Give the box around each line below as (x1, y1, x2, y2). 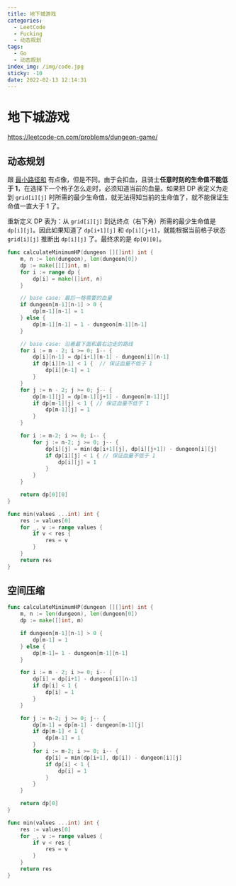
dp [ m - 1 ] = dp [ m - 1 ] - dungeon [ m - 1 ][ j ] (33, 721, 145, 729)
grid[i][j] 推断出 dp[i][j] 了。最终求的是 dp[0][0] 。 (7, 235, 165, 243)
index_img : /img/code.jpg (7, 63, 84, 70)
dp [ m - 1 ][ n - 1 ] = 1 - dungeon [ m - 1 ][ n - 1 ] (33, 320, 147, 328)
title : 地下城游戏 (7, 10, 57, 18)
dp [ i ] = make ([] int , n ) (33, 275, 103, 282)
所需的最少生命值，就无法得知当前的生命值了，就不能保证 (55, 193, 223, 202)
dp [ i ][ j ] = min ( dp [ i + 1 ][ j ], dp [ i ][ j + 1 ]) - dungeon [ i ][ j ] (45, 445, 218, 452)
